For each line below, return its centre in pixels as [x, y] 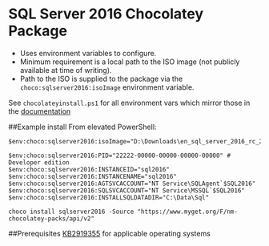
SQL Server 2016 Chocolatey [106, 14]
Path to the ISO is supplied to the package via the [101, 79]
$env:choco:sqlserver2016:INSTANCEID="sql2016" [89, 169]
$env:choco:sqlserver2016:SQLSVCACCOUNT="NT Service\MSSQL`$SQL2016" [127, 190]
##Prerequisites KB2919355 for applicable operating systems [109, 233]
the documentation [40, 111]
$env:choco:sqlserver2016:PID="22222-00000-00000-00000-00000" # [119, 155]
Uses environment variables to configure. [88, 53]
